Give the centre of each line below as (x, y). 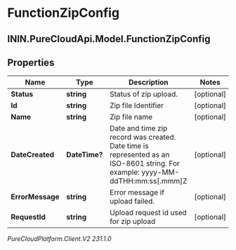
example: (125, 172)
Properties (31, 62)
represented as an (140, 154)
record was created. (143, 137)
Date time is (129, 146)
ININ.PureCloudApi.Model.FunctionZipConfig (109, 39)
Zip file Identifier (137, 105)
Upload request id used (149, 213)
